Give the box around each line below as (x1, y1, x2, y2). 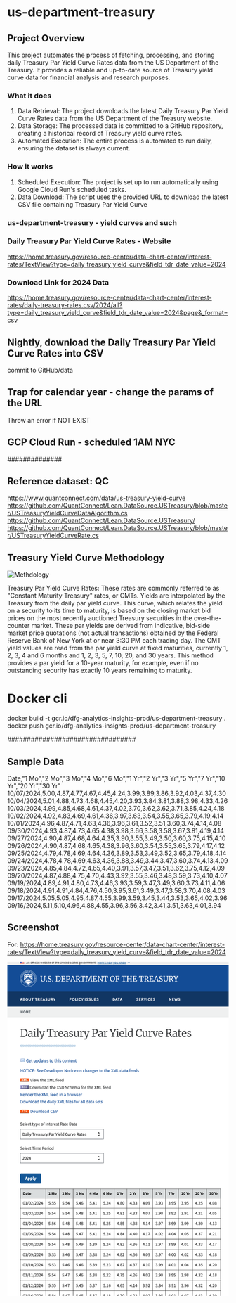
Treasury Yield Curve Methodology (7, 551, 165, 563)
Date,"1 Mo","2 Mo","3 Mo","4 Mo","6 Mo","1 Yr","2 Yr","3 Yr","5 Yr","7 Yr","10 (7, 774, 225, 783)
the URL (7, 397, 43, 409)
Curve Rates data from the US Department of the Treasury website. (17, 114, 213, 123)
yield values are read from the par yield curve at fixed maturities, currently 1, (7, 644, 228, 653)
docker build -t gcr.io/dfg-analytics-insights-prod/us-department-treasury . (7, 714, 226, 723)
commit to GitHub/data (7, 366, 74, 374)
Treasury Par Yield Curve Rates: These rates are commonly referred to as (7, 584, 220, 593)
